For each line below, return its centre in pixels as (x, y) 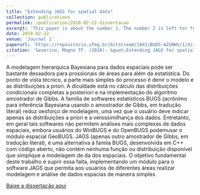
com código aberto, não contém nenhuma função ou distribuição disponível (99, 149)
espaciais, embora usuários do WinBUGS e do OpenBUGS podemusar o (94, 130)
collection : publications (38, 17)
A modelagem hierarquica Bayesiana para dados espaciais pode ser (90, 67)
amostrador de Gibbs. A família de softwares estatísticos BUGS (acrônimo (97, 98)
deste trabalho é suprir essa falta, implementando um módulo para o (90, 161)
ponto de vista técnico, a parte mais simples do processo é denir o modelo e (100, 79)
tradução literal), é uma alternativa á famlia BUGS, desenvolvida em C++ (95, 142)
